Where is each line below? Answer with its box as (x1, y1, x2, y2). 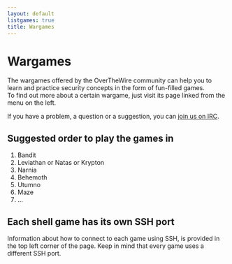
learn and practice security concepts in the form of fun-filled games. (7, 84, 205, 92)
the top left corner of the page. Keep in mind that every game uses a (7, 242, 205, 250)
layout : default (7, 10, 55, 17)
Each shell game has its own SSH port (7, 216, 175, 228)
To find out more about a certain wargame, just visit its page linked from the (7, 91, 226, 100)
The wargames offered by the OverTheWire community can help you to (7, 76, 212, 85)
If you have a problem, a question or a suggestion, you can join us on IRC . (7, 112, 220, 121)
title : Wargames (7, 23, 55, 30)
